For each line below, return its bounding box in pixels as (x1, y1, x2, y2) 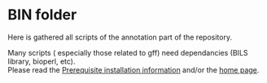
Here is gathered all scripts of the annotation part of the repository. (7, 32, 233, 42)
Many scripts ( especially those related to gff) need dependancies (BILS (7, 48, 249, 57)
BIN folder (7, 6, 77, 24)
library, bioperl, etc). (7, 56, 76, 66)
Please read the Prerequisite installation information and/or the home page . (7, 64, 260, 74)
